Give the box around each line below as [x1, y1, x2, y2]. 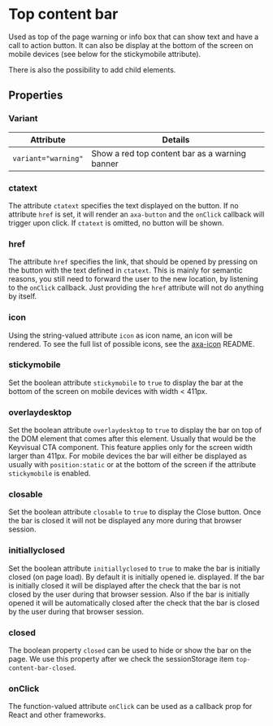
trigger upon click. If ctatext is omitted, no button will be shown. [8, 217, 225, 228]
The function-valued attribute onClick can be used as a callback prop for [8, 702, 253, 711]
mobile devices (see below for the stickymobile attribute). [8, 49, 201, 59]
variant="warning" [12, 154, 84, 163]
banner [91, 158, 119, 169]
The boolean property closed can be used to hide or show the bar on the [8, 645, 252, 655]
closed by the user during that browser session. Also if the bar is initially [8, 589, 250, 599]
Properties [8, 89, 63, 103]
